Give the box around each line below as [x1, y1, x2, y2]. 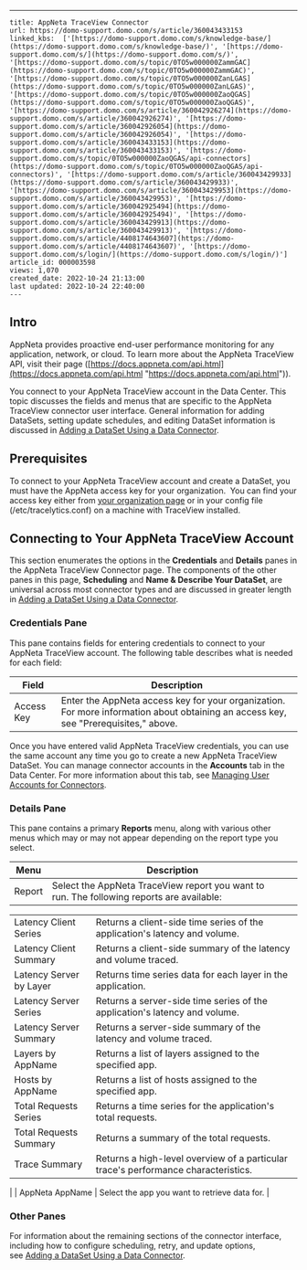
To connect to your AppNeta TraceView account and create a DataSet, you [9, 475, 291, 486]
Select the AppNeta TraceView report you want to [51, 879, 265, 892]
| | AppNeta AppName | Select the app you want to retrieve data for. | [9, 1187, 270, 1198]
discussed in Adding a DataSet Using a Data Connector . [9, 424, 219, 435]
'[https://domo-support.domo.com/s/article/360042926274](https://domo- [9, 106, 292, 115]
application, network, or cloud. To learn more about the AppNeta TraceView [9, 348, 294, 359]
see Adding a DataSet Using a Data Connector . [9, 1250, 185, 1261]
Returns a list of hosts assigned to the [95, 1074, 258, 1086]
